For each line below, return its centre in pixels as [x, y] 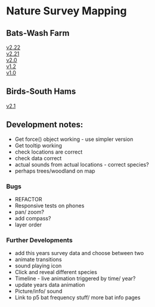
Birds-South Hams [41, 92]
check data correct [38, 158]
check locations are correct [49, 152]
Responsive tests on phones [49, 205]
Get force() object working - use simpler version [74, 139]
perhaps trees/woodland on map [55, 171]
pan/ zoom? [30, 212]
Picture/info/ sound [38, 291]
